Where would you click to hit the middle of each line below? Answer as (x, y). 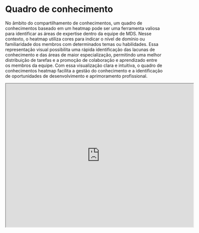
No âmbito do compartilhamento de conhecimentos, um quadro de (74, 23)
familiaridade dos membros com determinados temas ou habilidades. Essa (82, 44)
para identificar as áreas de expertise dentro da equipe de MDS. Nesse (78, 33)
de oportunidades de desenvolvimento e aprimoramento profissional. (76, 76)
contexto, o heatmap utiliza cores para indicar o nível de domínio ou (75, 39)
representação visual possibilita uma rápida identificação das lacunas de (80, 49)
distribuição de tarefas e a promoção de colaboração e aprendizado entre (81, 60)
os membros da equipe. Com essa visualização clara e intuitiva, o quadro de (84, 65)
